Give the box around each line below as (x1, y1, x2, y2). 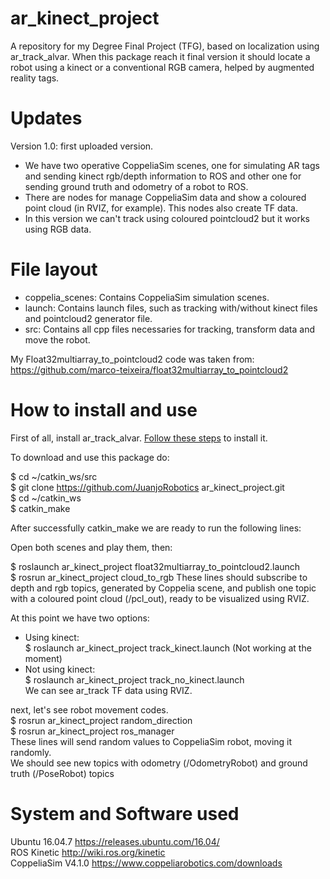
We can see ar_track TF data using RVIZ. (24, 684, 193, 696)
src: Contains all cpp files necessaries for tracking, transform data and (24, 323, 316, 335)
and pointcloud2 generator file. (24, 312, 153, 324)
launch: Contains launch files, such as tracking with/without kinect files (24, 302, 318, 314)
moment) (24, 652, 63, 664)
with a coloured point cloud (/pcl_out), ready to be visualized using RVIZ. (10, 592, 310, 604)
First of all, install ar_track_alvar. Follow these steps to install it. (10, 432, 268, 444)
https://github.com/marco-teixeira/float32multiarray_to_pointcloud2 (10, 363, 289, 376)
